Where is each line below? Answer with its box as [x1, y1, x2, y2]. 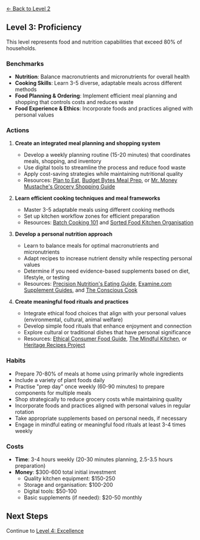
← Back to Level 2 [6, 5, 51, 12]
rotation [14, 408, 35, 415]
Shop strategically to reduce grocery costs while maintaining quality [14, 395, 183, 402]
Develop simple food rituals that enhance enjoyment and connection [23, 322, 192, 330]
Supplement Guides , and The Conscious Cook [23, 286, 138, 294]
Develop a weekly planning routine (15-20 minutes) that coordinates [23, 151, 191, 158]
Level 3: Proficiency [6, 22, 82, 32]
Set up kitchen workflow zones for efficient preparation [23, 212, 160, 220]
